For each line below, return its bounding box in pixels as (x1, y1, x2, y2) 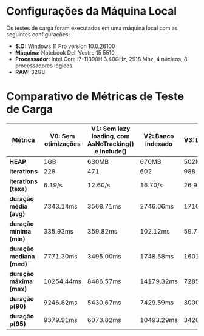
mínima (9, 227, 32, 235)
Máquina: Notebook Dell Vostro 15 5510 (15, 49, 115, 56)
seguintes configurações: (6, 30, 70, 38)
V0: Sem (50, 132, 75, 140)
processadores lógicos (15, 62, 73, 69)
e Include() (94, 147, 127, 155)
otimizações (44, 139, 81, 148)
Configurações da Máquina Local (6, 4, 177, 18)
